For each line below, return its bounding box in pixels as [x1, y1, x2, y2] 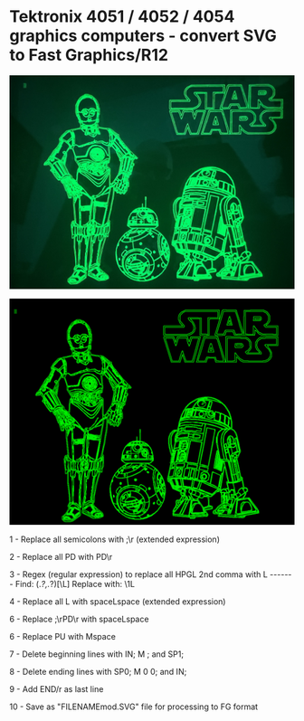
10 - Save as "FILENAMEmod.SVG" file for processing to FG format [9, 701, 259, 712]
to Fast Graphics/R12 [9, 45, 169, 65]
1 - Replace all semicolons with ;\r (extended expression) [9, 534, 220, 545]
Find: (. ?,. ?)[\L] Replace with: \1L [14, 578, 136, 589]
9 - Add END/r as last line [9, 683, 104, 694]
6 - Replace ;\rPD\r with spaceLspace [9, 613, 149, 624]
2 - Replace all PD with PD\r [9, 551, 113, 562]
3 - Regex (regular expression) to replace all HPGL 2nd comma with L [9, 568, 269, 580]
